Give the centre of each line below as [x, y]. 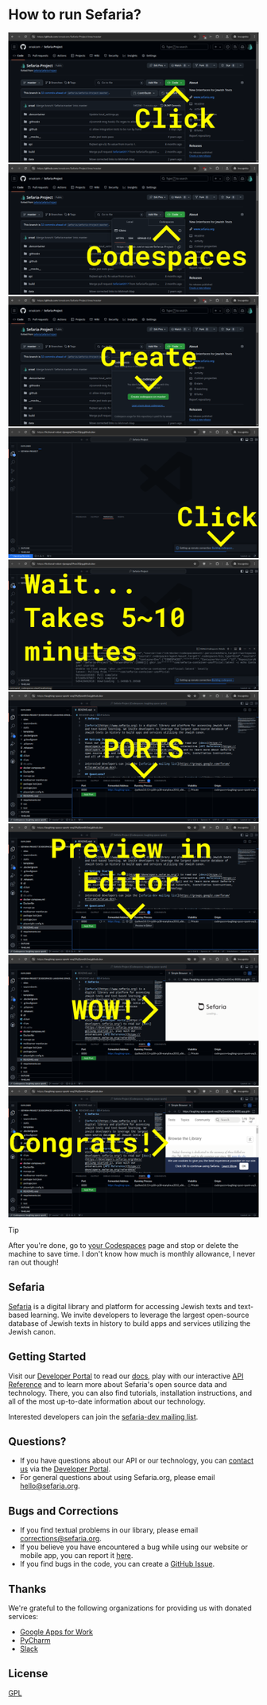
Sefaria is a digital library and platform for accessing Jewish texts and [122, 1306]
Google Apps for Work [56, 1632]
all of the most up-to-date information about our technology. [107, 1401]
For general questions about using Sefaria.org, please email [117, 1478]
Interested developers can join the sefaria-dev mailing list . [103, 1416]
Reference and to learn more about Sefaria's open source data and [118, 1384]
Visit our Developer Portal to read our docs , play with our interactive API [126, 1376]
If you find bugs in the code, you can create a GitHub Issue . [117, 1564]
